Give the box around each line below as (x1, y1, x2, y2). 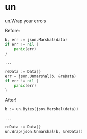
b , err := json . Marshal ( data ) (5, 37, 68, 42)
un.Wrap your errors (5, 18, 46, 24)
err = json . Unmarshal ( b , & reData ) (5, 74, 77, 79)
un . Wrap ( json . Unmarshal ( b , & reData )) (5, 129, 83, 134)
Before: (5, 27, 20, 33)
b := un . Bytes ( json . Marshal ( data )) (5, 106, 79, 111)
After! (5, 97, 17, 103)
